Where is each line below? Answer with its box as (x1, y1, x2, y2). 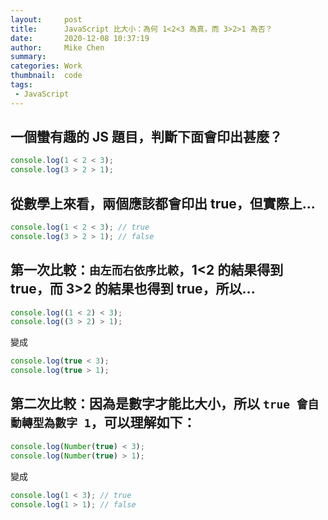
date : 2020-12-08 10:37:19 (10, 33, 150, 43)
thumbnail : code (10, 71, 83, 81)
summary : (10, 52, 47, 62)
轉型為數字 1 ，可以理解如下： (21, 414, 197, 431)
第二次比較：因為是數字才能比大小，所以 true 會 (10, 396, 308, 413)
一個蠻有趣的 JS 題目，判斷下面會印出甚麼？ (10, 129, 283, 146)
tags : (10, 80, 33, 90)
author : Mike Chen (10, 42, 105, 53)
